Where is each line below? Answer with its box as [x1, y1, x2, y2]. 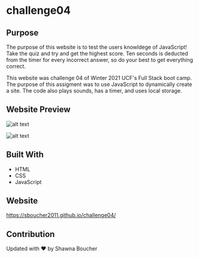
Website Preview [6, 105, 71, 115]
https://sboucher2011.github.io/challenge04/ [6, 212, 116, 219]
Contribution [6, 229, 55, 239]
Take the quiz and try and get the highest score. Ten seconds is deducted [6, 50, 189, 57]
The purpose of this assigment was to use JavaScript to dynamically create [6, 81, 193, 88]
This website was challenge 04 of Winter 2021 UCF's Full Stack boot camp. [6, 75, 192, 81]
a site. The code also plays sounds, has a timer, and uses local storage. [6, 87, 182, 94]
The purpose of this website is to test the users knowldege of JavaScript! [6, 43, 188, 51]
